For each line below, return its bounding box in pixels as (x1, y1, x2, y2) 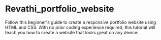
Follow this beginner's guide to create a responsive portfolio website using (5, 19, 156, 25)
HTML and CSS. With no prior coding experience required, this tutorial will (5, 24, 156, 30)
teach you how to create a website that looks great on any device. (5, 29, 139, 35)
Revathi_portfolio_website (5, 3, 114, 14)
